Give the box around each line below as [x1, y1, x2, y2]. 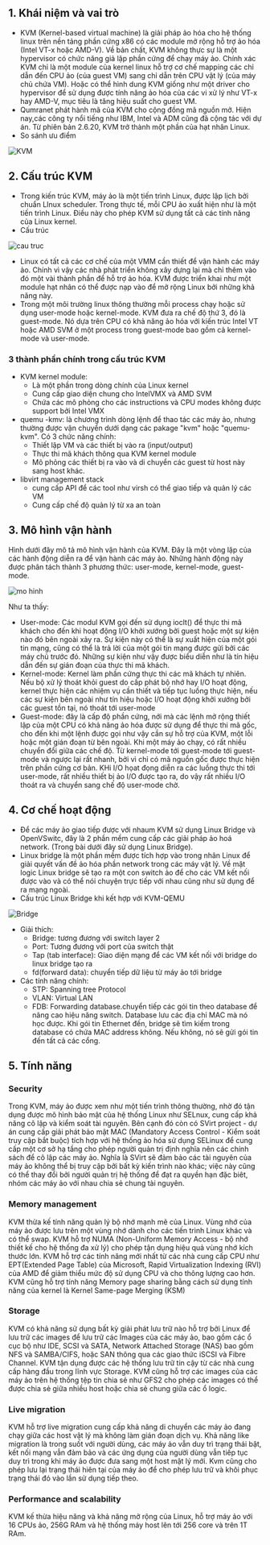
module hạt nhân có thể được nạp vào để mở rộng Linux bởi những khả [19, 282, 256, 292]
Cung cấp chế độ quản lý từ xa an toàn [31, 499, 161, 510]
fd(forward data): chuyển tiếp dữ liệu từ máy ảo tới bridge [31, 967, 223, 977]
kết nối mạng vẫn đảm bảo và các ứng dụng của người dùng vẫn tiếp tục [8, 1448, 248, 1457]
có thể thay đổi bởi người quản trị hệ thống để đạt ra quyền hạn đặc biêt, [8, 1170, 248, 1179]
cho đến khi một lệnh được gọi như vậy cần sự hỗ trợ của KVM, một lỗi [19, 728, 253, 738]
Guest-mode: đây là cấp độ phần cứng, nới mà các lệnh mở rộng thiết [19, 711, 251, 721]
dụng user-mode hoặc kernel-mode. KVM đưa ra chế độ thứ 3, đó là [19, 308, 246, 317]
